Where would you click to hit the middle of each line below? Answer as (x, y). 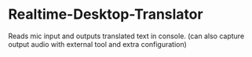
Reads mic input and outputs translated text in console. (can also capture (126, 36)
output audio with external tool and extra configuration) (97, 44)
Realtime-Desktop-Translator (106, 14)
